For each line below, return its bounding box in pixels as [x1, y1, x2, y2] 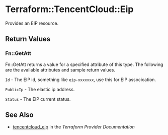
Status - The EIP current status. [5, 96, 71, 102]
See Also [5, 111, 34, 119]
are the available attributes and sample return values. [5, 66, 116, 73]
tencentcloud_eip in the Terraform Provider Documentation [12, 124, 135, 130]
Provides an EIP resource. [5, 20, 59, 26]
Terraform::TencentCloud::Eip [5, 4, 134, 15]
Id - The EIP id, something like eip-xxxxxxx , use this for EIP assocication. [5, 77, 156, 83]
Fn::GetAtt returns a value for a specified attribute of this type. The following [5, 61, 163, 67]
